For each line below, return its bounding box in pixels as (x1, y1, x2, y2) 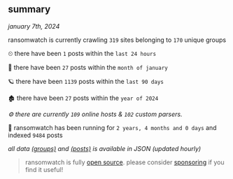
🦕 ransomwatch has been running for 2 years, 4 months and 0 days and (8, 123, 217, 131)
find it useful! (24, 165, 64, 173)
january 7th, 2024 (8, 22, 60, 30)
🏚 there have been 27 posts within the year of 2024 (8, 94, 159, 102)
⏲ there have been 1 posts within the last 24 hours (8, 49, 157, 57)
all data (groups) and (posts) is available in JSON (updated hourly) (8, 144, 202, 152)
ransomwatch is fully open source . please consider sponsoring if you (24, 158, 225, 166)
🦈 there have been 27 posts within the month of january (8, 63, 169, 71)
